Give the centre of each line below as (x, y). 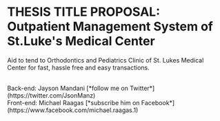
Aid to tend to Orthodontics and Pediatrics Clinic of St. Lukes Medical (106, 60)
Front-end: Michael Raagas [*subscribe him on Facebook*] (91, 102)
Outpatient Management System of (110, 26)
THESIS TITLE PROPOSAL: (84, 12)
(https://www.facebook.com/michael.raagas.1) (73, 110)
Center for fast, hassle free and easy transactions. (78, 67)
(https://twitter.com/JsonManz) (51, 95)
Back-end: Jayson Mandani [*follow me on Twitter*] (81, 88)
